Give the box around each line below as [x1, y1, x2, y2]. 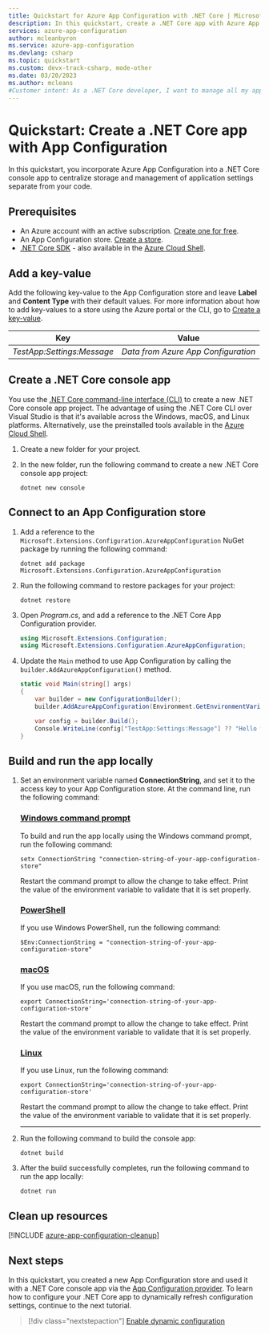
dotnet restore [19, 596, 71, 604]
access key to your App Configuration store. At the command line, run [19, 784, 251, 794]
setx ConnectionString [19, 855, 96, 863]
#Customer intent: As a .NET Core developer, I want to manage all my [8, 86, 249, 95]
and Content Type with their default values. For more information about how [8, 296, 260, 306]
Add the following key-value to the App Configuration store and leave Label [8, 287, 258, 297]
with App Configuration [8, 138, 168, 157]
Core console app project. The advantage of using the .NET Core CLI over [8, 403, 252, 413]
